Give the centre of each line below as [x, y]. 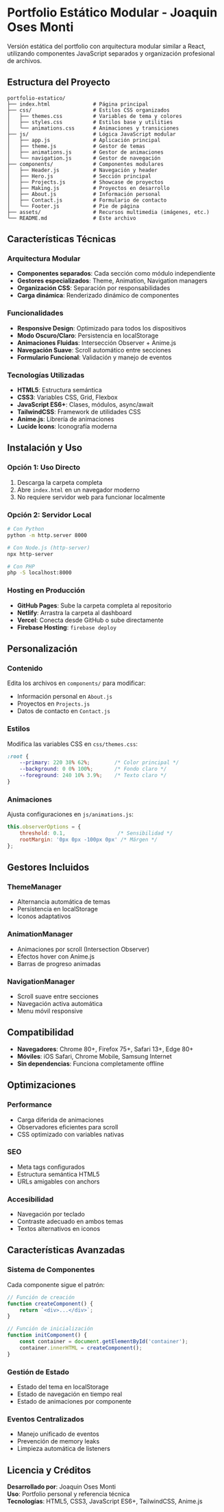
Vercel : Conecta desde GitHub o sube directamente [90, 620]
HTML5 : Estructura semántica [60, 390]
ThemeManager [34, 887]
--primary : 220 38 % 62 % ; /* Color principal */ [99, 763]
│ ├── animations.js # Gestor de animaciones [86, 152]
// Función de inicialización [50, 1329]
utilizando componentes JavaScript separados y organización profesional [111, 53]
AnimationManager [40, 934]
